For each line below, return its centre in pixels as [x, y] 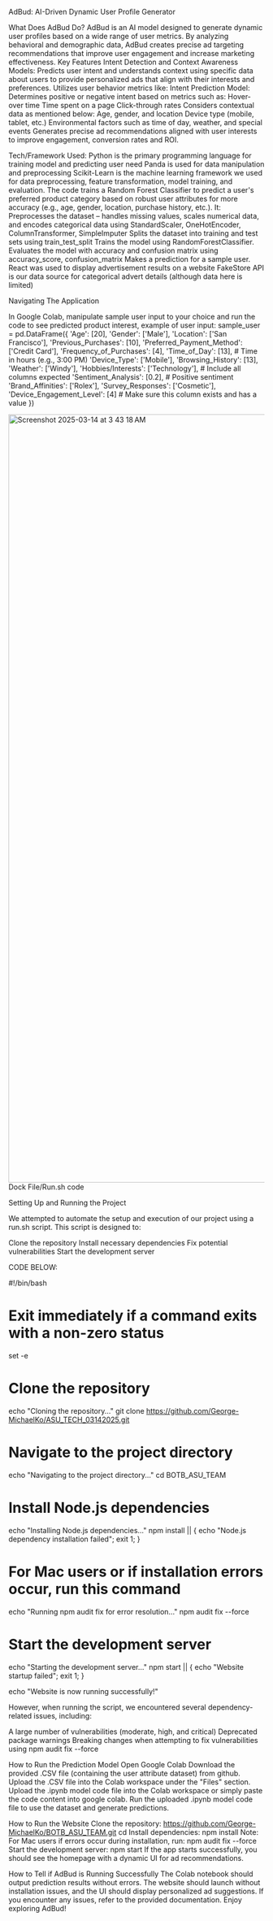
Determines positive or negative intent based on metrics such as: [117, 96]
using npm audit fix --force [54, 1749]
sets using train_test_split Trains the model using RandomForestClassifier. [131, 242]
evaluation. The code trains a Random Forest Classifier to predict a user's [131, 190]
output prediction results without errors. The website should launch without [134, 1882]
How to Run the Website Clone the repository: [85, 1823]
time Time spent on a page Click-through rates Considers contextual [140, 105]
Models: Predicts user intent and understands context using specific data [131, 71]
